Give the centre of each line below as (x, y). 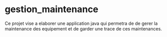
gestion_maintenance (52, 9)
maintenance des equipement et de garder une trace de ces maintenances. (83, 28)
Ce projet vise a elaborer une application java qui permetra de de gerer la (81, 23)
